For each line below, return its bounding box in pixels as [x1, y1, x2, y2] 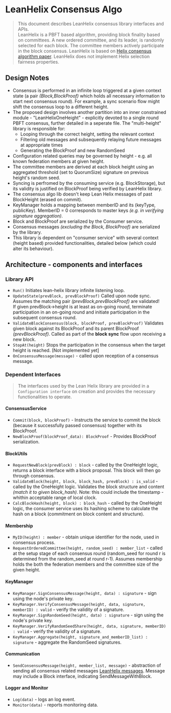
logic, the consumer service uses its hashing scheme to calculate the [12, 506, 158, 512]
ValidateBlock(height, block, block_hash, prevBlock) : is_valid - [12, 478, 158, 485]
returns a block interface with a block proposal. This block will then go [12, 467, 161, 473]
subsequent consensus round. [12, 315, 77, 321]
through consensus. [12, 473, 55, 479]
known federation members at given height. [12, 158, 105, 164]
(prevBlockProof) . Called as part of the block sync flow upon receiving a [12, 331, 166, 337]
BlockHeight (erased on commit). [12, 196, 83, 202]
